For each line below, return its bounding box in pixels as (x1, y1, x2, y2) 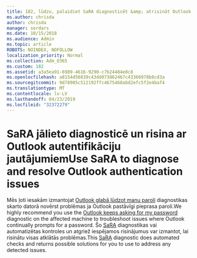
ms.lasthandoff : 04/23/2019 (6, 96, 76, 102)
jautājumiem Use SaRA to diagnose (6, 152, 179, 166)
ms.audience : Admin (6, 36, 55, 42)
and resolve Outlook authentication (6, 164, 183, 178)
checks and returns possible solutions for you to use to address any (6, 240, 171, 247)
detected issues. (6, 247, 47, 254)
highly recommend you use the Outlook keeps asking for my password (6, 209, 178, 216)
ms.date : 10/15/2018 (6, 31, 58, 37)
